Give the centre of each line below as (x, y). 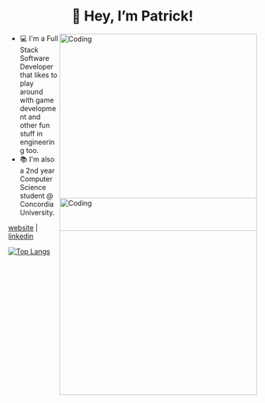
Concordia (36, 203)
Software (34, 58)
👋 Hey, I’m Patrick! (132, 16)
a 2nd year (37, 170)
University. (37, 212)
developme (38, 108)
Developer (36, 66)
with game (37, 100)
